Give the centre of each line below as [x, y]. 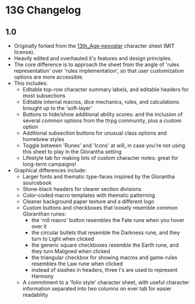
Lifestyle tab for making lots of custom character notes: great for [100, 158]
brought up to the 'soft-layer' [58, 108]
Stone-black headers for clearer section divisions [82, 189]
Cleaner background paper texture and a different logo [88, 201]
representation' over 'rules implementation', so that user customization [99, 71]
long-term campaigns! [49, 164]
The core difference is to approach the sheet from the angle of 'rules [96, 64]
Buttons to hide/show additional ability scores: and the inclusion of [103, 114]
